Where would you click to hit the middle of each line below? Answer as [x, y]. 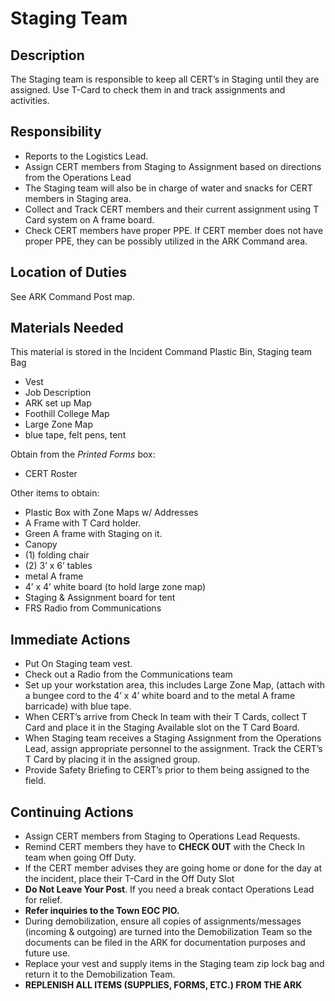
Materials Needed [67, 328]
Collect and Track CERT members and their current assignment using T [172, 209]
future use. [47, 953]
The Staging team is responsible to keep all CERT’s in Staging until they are [165, 79]
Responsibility [56, 132]
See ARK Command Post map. [72, 296]
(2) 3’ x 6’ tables [58, 566]
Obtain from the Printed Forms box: [83, 454]
